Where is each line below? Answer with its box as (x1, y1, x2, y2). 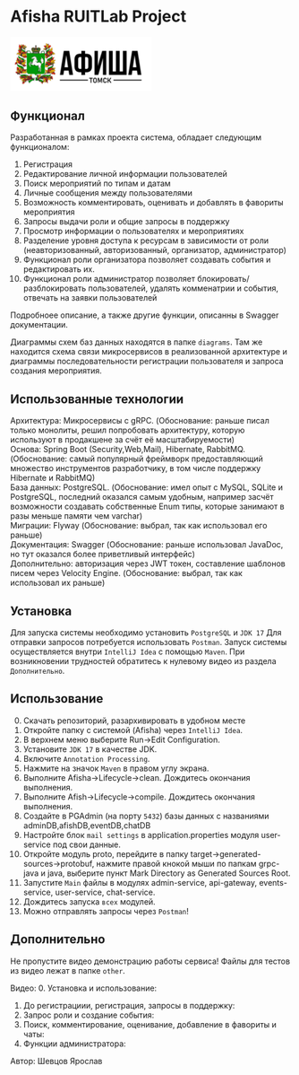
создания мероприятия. (10, 365, 102, 376)
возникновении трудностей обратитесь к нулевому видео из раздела (10, 656, 277, 667)
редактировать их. (22, 264, 95, 275)
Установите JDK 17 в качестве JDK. (22, 743, 158, 755)
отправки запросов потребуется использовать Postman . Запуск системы (10, 637, 287, 648)
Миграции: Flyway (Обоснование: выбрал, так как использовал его (10, 520, 268, 531)
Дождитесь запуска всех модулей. (22, 896, 156, 907)
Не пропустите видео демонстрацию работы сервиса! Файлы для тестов (10, 956, 290, 966)
